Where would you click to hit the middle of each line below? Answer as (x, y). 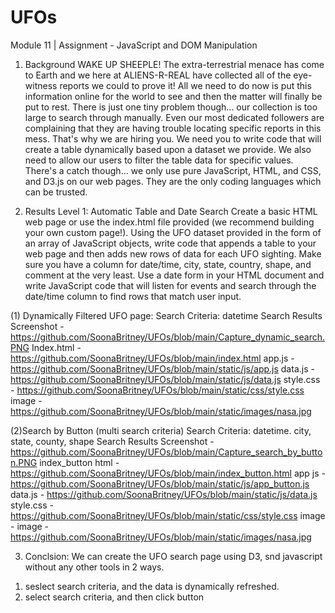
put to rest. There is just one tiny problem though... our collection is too (171, 107)
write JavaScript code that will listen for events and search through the (170, 285)
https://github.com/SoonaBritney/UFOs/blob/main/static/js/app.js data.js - (162, 368)
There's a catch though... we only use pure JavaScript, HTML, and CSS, (173, 170)
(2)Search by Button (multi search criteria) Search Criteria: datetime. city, (161, 430)
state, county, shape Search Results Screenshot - (112, 441)
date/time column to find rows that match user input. (133, 296)
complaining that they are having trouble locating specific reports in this (173, 128)
